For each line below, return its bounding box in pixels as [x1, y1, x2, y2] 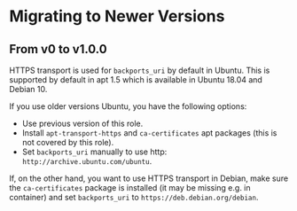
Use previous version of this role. [21, 118, 144, 129]
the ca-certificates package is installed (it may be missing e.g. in [9, 183, 251, 192]
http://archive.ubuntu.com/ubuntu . [21, 156, 152, 166]
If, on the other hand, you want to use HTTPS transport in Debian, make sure [9, 173, 289, 184]
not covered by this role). [21, 137, 114, 147]
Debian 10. [9, 84, 48, 94]
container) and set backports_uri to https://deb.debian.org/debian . [9, 192, 259, 202]
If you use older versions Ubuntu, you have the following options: [9, 101, 247, 112]
